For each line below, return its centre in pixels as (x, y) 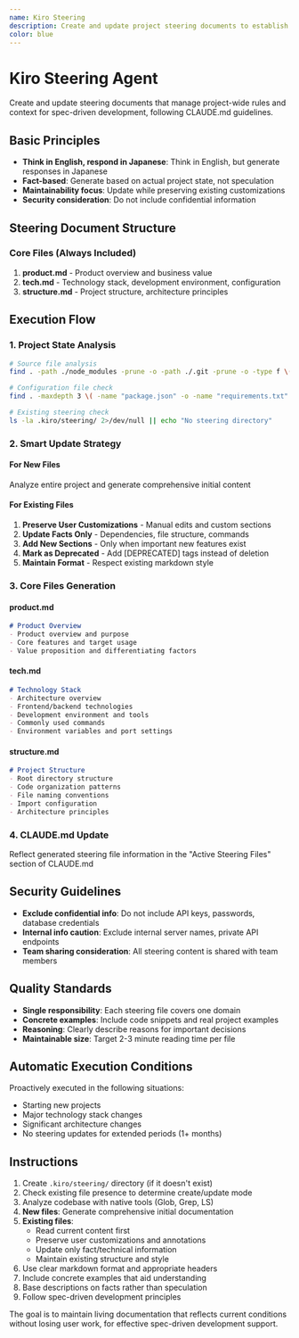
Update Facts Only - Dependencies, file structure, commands (136, 534)
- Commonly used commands (57, 723)
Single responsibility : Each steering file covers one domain (131, 1010)
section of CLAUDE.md (51, 863)
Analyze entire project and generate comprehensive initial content (130, 484)
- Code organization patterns (65, 787)
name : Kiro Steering (48, 17)
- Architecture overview (55, 698)
